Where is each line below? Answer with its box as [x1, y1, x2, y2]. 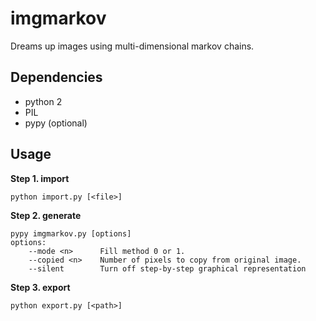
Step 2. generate [10, 209, 82, 221]
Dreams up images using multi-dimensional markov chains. [10, 40, 255, 52]
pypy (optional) [24, 117, 88, 129]
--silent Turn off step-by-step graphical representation [28, 263, 307, 274]
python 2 [24, 95, 63, 107]
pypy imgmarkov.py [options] [10, 228, 132, 239]
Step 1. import [10, 172, 70, 184]
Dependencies [10, 69, 103, 86]
